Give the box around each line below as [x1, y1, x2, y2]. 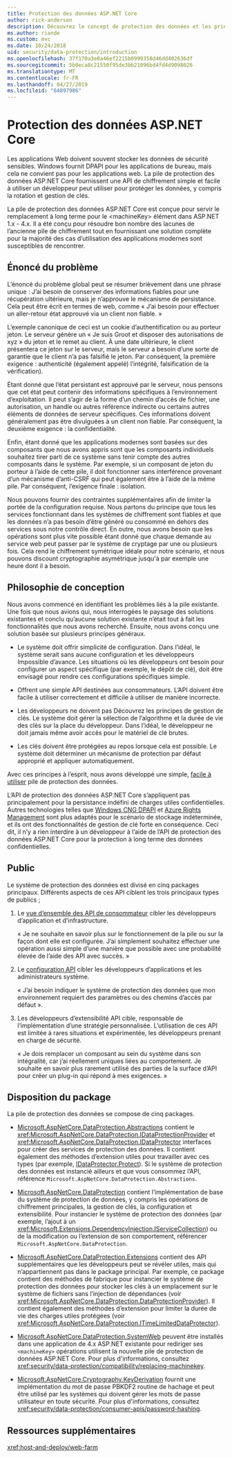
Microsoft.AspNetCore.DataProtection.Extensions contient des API [17, 1253, 207, 1261]
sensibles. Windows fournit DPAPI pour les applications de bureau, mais [7, 162, 212, 170]
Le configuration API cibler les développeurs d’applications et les [17, 965, 202, 973]
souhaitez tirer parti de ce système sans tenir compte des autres [7, 453, 191, 461]
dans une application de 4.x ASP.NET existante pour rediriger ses [17, 1340, 204, 1348]
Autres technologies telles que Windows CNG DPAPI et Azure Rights [7, 805, 202, 814]
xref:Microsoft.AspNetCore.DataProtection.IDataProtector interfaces [17, 1138, 212, 1146]
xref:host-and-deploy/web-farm [7, 1443, 98, 1452]
